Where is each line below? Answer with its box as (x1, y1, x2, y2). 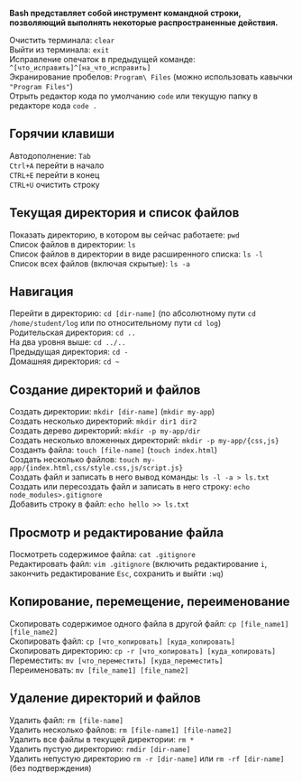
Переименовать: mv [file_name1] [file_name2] (9, 664, 189, 675)
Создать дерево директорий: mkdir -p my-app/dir (9, 425, 201, 436)
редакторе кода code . (9, 100, 97, 111)
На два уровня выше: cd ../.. (9, 337, 126, 348)
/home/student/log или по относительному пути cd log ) (9, 318, 222, 329)
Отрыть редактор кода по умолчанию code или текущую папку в (9, 90, 259, 101)
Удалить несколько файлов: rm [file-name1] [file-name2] (9, 724, 233, 735)
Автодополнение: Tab (9, 150, 92, 161)
